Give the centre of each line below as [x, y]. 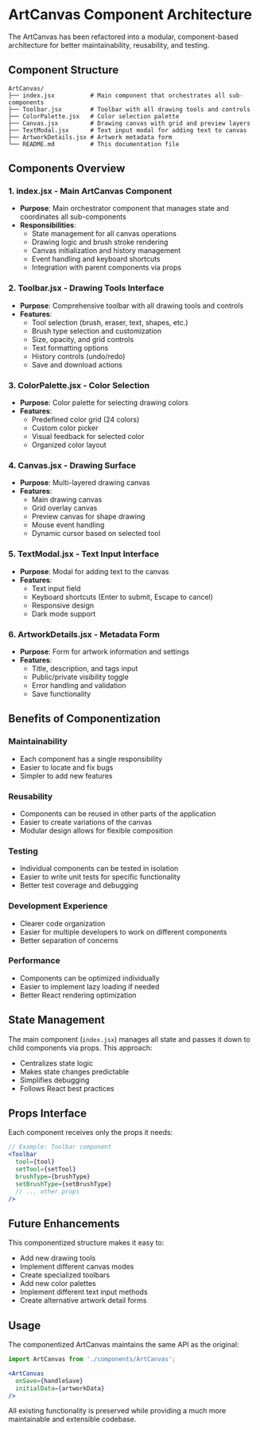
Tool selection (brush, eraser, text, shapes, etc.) [110, 322]
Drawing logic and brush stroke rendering [100, 242]
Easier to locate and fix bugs [66, 767]
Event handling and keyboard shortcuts [96, 259]
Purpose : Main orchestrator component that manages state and [124, 208]
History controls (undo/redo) [78, 356]
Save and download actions [77, 364]
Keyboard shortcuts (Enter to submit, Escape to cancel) [122, 596]
